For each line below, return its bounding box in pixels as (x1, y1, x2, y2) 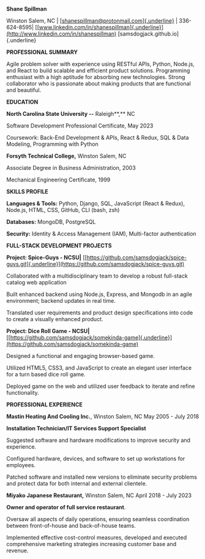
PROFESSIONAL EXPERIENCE (6, 401, 83, 408)
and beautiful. (6, 86, 42, 94)
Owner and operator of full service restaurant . (6, 504, 126, 511)
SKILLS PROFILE (6, 188, 49, 195)
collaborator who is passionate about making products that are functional (6, 80, 191, 87)
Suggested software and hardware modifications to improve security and (6, 436, 191, 444)
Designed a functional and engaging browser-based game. (6, 352, 155, 359)
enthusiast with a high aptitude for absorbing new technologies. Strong (6, 74, 185, 80)
